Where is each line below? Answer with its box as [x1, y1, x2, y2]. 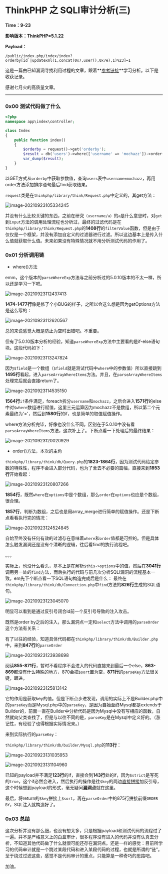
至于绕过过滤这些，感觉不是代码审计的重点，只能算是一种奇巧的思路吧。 [5, 853, 154, 859]
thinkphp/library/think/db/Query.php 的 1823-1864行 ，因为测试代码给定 [5, 459, 155, 465]
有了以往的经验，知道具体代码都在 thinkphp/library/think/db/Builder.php [5, 636, 158, 642]
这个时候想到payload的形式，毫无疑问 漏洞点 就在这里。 [5, 785, 118, 791]
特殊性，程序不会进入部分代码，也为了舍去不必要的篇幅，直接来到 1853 [13, 465, 160, 471]
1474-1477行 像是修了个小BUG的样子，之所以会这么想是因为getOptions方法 [5, 301, 160, 307]
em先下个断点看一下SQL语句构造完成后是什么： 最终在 [13, 575, 126, 581]
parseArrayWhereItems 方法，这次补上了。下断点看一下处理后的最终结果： [5, 428, 155, 434]
